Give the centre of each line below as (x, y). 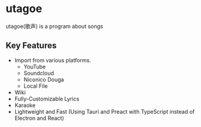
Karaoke (25, 105)
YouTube (35, 67)
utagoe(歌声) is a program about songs (55, 26)
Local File (36, 86)
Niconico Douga (44, 79)
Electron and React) (39, 118)
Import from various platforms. (53, 60)
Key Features (31, 46)
